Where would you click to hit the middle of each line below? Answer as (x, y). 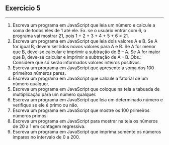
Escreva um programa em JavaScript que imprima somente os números (87, 131)
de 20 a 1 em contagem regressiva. (49, 126)
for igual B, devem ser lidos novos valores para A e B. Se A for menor (84, 46)
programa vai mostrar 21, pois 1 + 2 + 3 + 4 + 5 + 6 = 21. (71, 36)
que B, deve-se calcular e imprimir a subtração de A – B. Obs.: (77, 57)
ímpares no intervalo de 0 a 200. (46, 137)
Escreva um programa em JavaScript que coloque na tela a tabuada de (86, 89)
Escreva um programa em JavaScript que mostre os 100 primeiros (81, 110)
